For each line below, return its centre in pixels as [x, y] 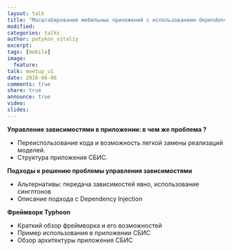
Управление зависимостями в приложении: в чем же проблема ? [107, 129]
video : [17, 103]
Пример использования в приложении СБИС [84, 232]
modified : [21, 26]
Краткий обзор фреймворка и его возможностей [89, 225]
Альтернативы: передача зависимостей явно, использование [108, 184]
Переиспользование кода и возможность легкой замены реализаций [120, 143]
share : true [24, 90]
